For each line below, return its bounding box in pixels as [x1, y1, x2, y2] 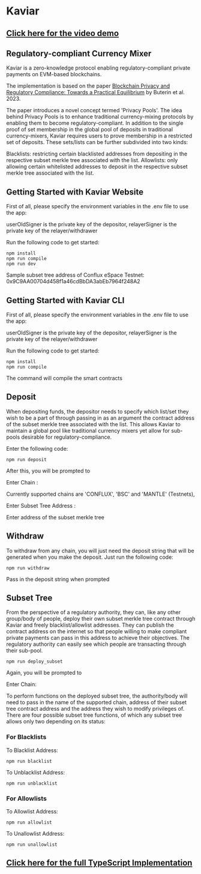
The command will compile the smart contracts [6, 375, 123, 382]
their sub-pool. [6, 647, 43, 654]
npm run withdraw [6, 565, 50, 571]
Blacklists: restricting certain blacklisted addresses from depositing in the [6, 150, 188, 157]
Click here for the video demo [6, 28, 119, 38]
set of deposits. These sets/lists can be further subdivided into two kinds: [6, 139, 188, 146]
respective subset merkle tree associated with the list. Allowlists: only [6, 157, 178, 164]
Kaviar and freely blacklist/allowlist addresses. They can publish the [6, 621, 174, 628]
